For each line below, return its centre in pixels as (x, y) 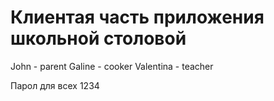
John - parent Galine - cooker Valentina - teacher (112, 66)
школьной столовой (98, 38)
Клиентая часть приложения (137, 17)
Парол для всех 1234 (55, 85)
